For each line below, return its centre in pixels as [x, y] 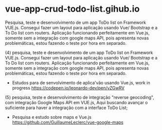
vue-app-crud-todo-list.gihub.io [72, 9]
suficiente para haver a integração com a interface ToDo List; [66, 108]
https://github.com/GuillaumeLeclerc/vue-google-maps [68, 122]
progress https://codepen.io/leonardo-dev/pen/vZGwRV [68, 88]
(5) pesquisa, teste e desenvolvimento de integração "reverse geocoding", [80, 97]
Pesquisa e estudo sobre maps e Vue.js [52, 117]
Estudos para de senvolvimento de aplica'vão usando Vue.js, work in [81, 83]
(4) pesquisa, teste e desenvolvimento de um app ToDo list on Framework [79, 53]
